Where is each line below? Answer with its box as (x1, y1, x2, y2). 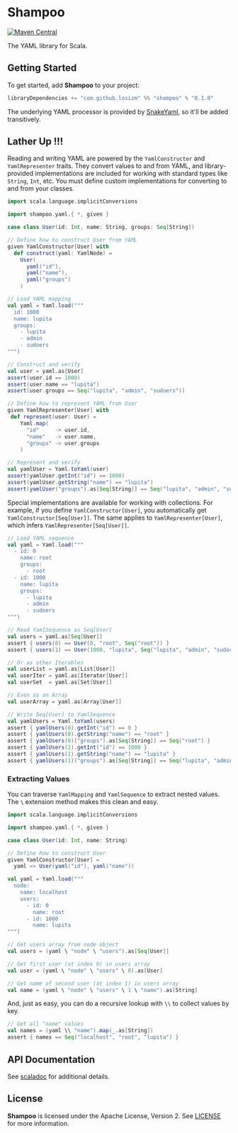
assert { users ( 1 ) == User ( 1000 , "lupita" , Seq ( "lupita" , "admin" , (7, 646, 211, 653)
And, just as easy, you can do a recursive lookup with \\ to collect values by (7, 999, 229, 1008)
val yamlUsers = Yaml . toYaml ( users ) (7, 718, 115, 725)
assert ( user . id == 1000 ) (7, 374, 81, 381)
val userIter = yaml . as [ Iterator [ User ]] (7, 672, 129, 679)
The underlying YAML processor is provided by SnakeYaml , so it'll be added (7, 107, 229, 116)
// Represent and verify (7, 459, 81, 467)
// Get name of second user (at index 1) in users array (7, 980, 179, 987)
